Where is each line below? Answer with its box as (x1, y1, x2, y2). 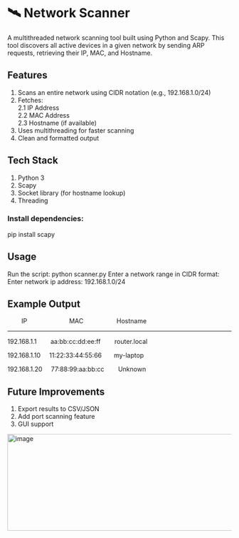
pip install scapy (7, 230, 55, 238)
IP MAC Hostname (21, 317, 147, 325)
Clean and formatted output (17, 133, 100, 142)
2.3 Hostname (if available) (17, 118, 97, 127)
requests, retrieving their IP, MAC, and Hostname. (7, 49, 153, 57)
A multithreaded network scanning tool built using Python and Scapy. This (7, 33, 225, 42)
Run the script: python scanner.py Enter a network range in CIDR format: (7, 270, 220, 278)
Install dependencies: (7, 214, 84, 224)
